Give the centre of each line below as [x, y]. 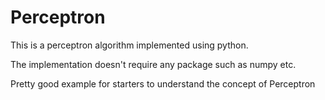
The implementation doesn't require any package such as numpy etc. [153, 64]
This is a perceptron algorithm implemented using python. [129, 45]
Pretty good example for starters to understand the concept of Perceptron [163, 83]
